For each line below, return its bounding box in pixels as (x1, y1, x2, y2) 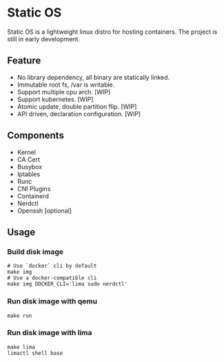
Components (7, 129, 64, 142)
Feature (7, 55, 41, 67)
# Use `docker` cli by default (7, 263, 97, 270)
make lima (7, 343, 36, 350)
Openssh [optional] (17, 206, 72, 215)
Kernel (17, 148, 37, 156)
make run (7, 312, 32, 319)
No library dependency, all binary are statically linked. (17, 73, 170, 81)
